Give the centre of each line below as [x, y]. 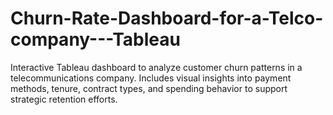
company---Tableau [96, 39]
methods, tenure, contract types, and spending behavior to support [149, 88]
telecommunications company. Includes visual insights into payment [151, 78]
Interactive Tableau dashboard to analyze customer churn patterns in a [156, 67]
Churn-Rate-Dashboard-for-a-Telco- [167, 18]
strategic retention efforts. [64, 99]
